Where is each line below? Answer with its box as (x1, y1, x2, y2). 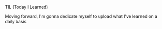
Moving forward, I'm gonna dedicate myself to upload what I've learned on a (5, 14, 158, 19)
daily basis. (5, 19, 28, 24)
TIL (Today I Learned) (5, 4, 48, 10)
